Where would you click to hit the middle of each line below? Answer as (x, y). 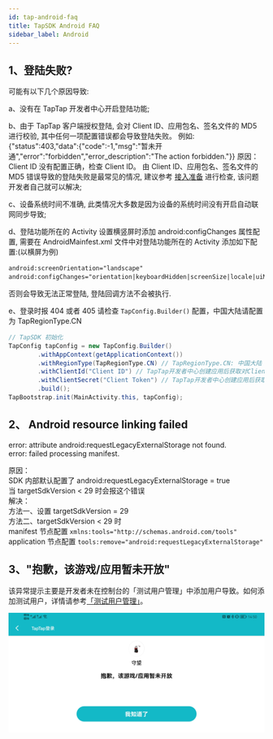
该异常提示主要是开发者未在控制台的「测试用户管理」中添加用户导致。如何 (133, 590)
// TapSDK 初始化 (36, 337)
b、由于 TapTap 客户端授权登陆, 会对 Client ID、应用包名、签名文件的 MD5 (133, 126)
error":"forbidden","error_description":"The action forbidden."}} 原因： (141, 156)
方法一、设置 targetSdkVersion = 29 (69, 511)
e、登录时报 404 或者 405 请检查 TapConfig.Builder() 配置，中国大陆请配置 (136, 311)
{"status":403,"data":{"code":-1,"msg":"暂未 (82, 146)
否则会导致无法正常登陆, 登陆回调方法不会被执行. (90, 293)
